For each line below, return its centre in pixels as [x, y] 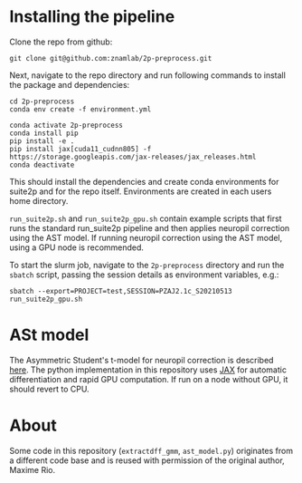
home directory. [39, 200]
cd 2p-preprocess [42, 101]
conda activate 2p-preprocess [66, 125]
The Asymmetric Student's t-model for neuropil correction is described [142, 360]
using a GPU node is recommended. [77, 247]
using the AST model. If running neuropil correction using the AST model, [146, 237]
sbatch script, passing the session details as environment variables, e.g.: [144, 275]
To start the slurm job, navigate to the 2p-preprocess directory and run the [147, 265]
